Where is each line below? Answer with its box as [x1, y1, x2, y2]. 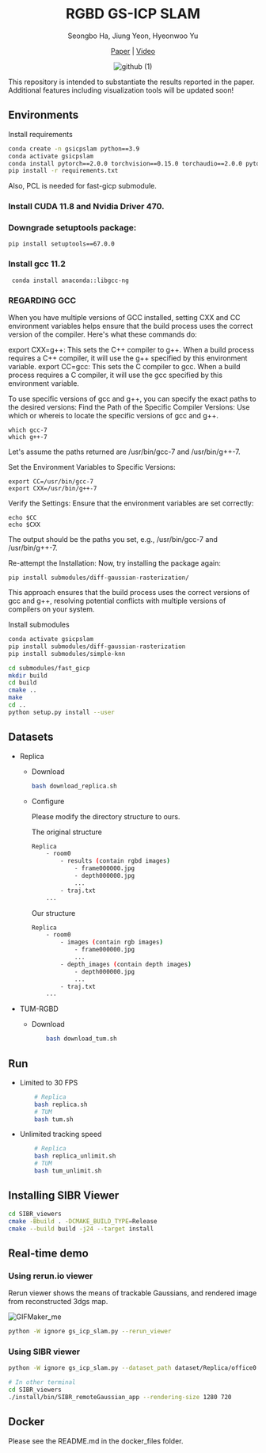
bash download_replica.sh [31, 782, 117, 790]
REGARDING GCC [8, 295, 77, 306]
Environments [8, 109, 79, 122]
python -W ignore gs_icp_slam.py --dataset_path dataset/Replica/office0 [8, 1364, 257, 1372]
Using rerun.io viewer [8, 1270, 93, 1281]
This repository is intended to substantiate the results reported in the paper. [8, 77, 255, 86]
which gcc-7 [8, 426, 47, 434]
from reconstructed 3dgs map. [8, 1297, 108, 1306]
